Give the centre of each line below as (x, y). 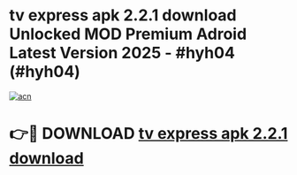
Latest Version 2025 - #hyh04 (122, 53)
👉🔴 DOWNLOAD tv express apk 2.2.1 (148, 134)
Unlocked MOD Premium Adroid (128, 34)
